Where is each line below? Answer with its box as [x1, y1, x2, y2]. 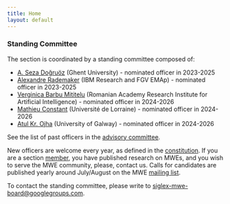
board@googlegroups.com [7, 189, 84, 197]
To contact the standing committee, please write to [7, 181, 151, 190]
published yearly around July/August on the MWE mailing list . [7, 168, 181, 176]
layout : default [7, 17, 54, 23]
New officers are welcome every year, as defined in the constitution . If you [7, 146, 218, 154]
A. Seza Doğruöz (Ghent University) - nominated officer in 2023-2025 [16, 68, 216, 76]
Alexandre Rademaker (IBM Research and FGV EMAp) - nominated [16, 75, 206, 83]
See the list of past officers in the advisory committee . [7, 132, 161, 141]
